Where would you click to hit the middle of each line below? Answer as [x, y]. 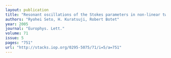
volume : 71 [17, 33]
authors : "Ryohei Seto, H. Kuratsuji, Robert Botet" [62, 19]
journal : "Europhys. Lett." [35, 29]
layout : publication [27, 10]
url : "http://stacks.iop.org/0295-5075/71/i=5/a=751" [64, 47]
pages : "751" [19, 43]
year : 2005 [17, 24]
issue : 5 [15, 38]
